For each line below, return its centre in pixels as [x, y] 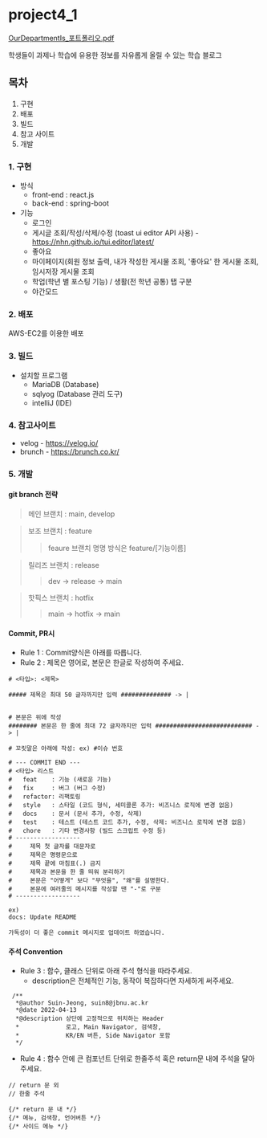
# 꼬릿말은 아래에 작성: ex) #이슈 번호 [66, 748]
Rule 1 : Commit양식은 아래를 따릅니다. [81, 653]
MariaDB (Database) [65, 384]
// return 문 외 [34, 1086]
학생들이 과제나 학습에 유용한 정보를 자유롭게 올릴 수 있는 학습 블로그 [115, 55]
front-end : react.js [63, 195]
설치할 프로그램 [44, 375]
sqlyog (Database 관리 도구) [77, 394]
